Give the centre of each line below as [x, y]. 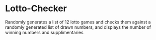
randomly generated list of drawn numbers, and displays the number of [78, 27]
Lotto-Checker [36, 9]
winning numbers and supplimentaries [44, 32]
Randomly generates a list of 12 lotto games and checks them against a [78, 22]
